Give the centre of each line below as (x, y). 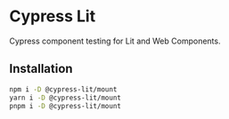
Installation (41, 69)
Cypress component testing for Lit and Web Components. (115, 41)
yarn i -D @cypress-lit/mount (65, 98)
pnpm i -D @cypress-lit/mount (65, 106)
